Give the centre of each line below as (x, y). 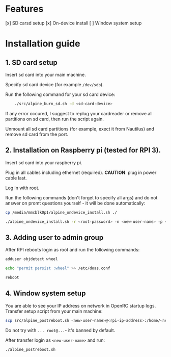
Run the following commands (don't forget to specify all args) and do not (81, 197)
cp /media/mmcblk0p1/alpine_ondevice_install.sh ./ (61, 212)
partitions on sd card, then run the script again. (55, 119)
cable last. (16, 178)
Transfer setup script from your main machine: (54, 311)
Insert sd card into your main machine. (46, 74)
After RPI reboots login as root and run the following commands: (73, 250)
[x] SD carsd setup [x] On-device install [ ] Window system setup (74, 23)
